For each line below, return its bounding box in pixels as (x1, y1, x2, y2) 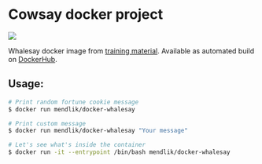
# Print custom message (8, 119, 87, 127)
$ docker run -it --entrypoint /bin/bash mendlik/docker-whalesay (8, 148, 231, 156)
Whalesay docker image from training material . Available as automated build (8, 46, 255, 56)
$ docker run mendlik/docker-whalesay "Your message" (8, 127, 189, 135)
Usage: (8, 77, 45, 91)
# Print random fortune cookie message (8, 98, 139, 106)
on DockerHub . (8, 54, 57, 64)
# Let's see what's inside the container (8, 141, 146, 149)
